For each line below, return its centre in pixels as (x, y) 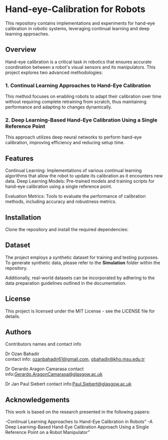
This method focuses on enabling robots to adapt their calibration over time (83, 96)
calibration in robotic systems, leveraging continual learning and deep (77, 28)
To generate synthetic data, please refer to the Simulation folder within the (83, 263)
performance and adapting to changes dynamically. (59, 107)
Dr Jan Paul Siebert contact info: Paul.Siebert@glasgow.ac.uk (68, 384)
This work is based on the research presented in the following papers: (78, 412)
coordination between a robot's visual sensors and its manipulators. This (80, 67)
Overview (21, 49)
